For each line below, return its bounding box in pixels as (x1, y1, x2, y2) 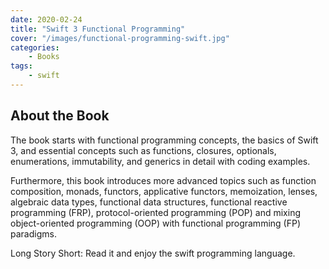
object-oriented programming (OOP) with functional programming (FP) (10, 217, 301, 229)
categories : (10, 42, 60, 53)
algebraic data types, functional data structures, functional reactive (10, 196, 288, 208)
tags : (10, 61, 33, 71)
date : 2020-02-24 (10, 14, 83, 25)
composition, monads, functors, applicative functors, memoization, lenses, (10, 185, 318, 197)
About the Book (10, 107, 110, 125)
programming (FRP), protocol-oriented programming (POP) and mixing (10, 206, 302, 218)
